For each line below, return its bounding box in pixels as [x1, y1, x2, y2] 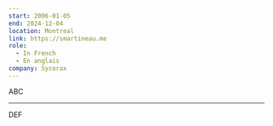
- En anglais [15, 57, 60, 65]
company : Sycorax [8, 65, 67, 73]
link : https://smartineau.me [8, 34, 107, 43]
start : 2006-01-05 [8, 11, 71, 20]
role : [8, 42, 27, 50]
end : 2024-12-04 [8, 19, 63, 27]
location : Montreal [8, 27, 75, 35]
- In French [15, 49, 57, 57]
